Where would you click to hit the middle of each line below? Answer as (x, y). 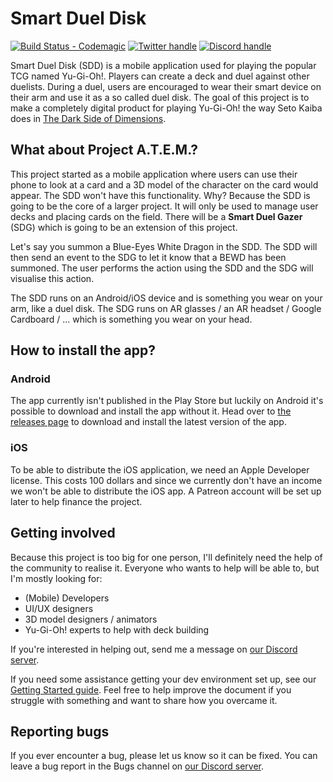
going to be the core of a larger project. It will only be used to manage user (164, 206)
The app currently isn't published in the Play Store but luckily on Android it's (167, 401)
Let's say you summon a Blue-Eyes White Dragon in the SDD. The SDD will (164, 246)
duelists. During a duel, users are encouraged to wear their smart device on (166, 86)
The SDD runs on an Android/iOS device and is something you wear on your (166, 298)
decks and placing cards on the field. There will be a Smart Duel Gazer (156, 216)
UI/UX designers (59, 608)
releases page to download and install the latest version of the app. (148, 422)
